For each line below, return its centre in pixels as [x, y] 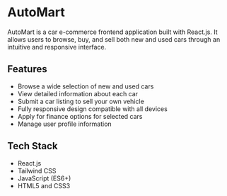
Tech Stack [33, 146]
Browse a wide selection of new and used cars [86, 86]
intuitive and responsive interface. [57, 47]
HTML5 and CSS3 [44, 185]
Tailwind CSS [37, 171]
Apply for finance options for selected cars [80, 116]
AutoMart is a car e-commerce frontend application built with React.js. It [112, 32]
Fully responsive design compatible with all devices [92, 109]
